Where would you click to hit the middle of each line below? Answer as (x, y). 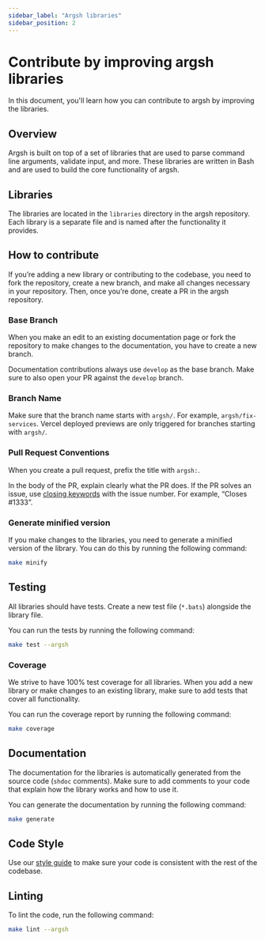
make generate (32, 819)
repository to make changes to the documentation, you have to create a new (132, 346)
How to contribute (54, 255)
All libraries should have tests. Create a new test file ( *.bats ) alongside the (130, 607)
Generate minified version (59, 523)
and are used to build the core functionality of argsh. (94, 170)
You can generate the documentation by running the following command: (127, 804)
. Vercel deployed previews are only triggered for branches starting (146, 424)
